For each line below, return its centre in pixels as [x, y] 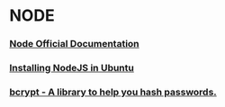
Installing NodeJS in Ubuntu [72, 68]
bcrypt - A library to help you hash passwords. [113, 92]
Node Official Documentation [74, 44]
